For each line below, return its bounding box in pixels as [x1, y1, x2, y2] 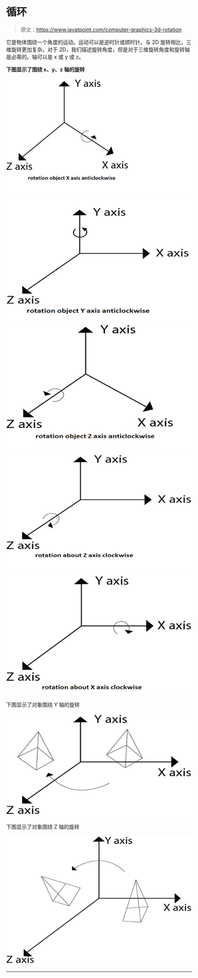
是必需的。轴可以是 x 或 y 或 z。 [6, 53, 84, 60]
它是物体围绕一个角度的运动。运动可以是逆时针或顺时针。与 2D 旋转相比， [6, 38, 187, 45]
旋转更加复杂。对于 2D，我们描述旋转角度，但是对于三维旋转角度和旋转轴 [11, 45, 190, 53]
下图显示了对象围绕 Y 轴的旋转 [6, 701, 80, 708]
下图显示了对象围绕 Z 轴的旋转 [6, 823, 80, 830]
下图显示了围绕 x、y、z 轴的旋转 [6, 66, 85, 73]
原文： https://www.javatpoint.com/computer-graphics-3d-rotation [20, 26, 182, 33]
